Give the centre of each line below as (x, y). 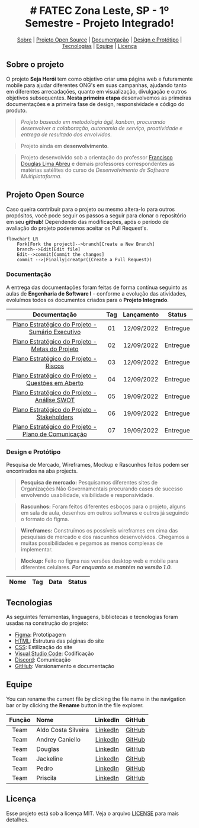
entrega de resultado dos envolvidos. (66, 134)
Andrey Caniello (59, 739)
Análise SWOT (55, 400)
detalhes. (17, 819)
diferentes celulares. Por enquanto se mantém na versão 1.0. (96, 567)
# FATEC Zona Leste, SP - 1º (99, 11)
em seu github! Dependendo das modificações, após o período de (87, 222)
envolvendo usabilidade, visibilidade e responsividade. (87, 495)
